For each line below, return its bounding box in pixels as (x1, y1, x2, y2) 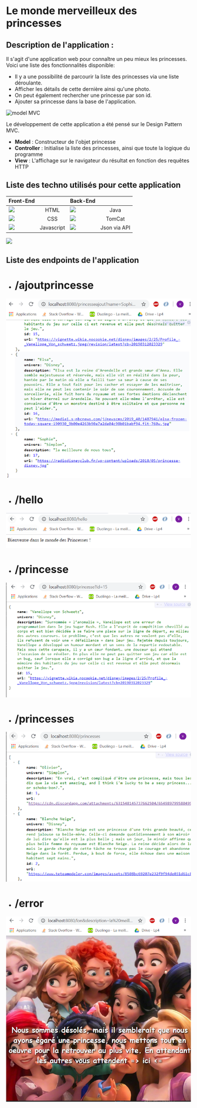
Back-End (70, 198, 96, 205)
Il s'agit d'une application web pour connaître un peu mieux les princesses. (6, 56, 188, 62)
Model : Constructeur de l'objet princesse (14, 138, 116, 145)
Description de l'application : (6, 40, 114, 50)
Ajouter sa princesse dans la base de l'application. (14, 98, 137, 105)
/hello (14, 493, 44, 507)
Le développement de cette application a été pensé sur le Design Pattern (6, 121, 182, 127)
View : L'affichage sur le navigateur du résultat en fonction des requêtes (14, 157, 189, 164)
